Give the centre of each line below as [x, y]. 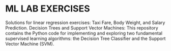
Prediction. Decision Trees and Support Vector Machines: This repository [82, 27]
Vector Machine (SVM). [30, 43]
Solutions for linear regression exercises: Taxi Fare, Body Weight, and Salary [85, 22]
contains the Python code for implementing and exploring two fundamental [84, 33]
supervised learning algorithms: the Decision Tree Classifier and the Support [85, 38]
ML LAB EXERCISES [48, 9]
